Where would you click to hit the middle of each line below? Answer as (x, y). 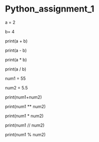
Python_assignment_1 (50, 9)
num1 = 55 (15, 78)
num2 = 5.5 (16, 87)
